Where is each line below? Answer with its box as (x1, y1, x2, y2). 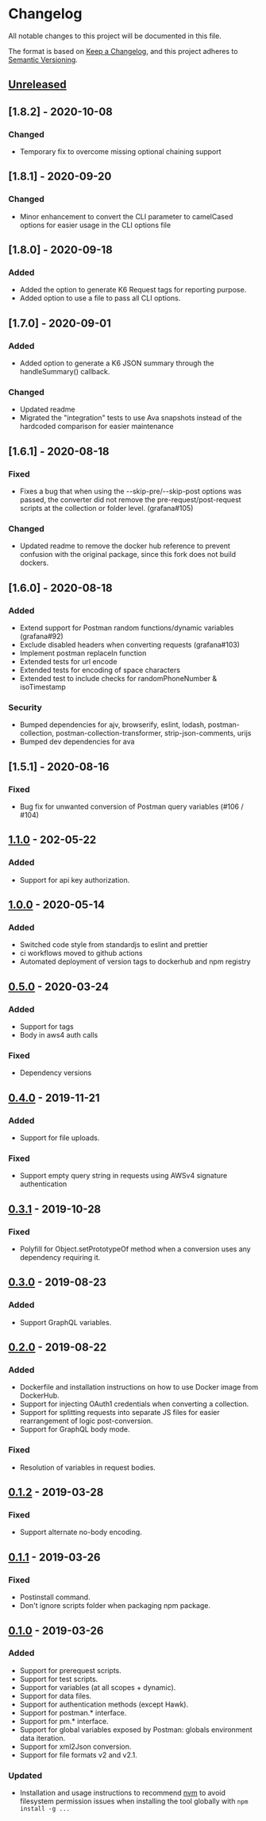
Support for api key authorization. (19, 875, 130, 884)
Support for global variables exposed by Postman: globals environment (19, 1725, 253, 1734)
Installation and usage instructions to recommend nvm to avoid (19, 1788, 226, 1798)
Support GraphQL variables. (19, 1317, 112, 1327)
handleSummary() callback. (19, 367, 110, 377)
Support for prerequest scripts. (19, 1665, 121, 1675)
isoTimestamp (19, 682, 66, 692)
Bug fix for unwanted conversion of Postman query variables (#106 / (19, 802, 244, 811)
